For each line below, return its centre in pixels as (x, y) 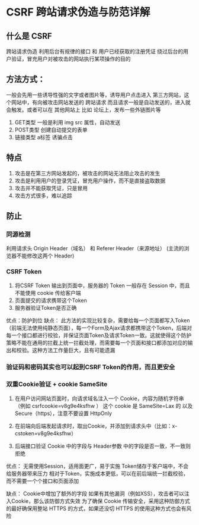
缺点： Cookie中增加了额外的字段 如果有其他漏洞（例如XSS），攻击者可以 (95, 493)
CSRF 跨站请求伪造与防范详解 (78, 12)
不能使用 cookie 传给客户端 (48, 293)
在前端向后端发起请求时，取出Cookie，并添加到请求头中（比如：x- (96, 426)
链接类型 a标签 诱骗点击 (44, 137)
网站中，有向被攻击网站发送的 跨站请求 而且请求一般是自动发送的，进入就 (101, 102)
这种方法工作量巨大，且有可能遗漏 (73, 350)
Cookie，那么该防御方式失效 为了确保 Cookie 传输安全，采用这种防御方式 (101, 501)
